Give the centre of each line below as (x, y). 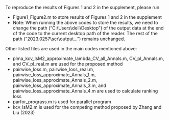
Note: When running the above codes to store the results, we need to (85, 23)
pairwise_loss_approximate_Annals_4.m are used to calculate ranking (85, 91)
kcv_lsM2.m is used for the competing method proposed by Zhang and (87, 107)
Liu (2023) (24, 112)
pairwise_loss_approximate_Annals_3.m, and (59, 85)
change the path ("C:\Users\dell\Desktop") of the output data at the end (88, 28)
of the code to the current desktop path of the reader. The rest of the (85, 33)
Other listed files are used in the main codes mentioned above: (71, 49)
